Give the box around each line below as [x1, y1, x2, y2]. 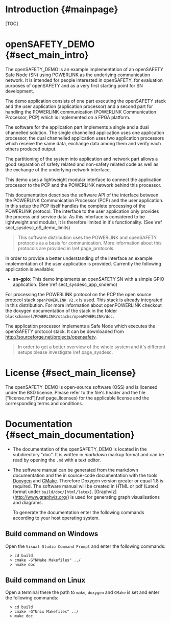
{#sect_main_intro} [5, 50, 89, 61]
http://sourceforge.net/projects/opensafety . [5, 333, 97, 340]
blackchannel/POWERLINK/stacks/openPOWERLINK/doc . [5, 313, 114, 319]
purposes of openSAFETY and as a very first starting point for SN [5, 82, 143, 88]
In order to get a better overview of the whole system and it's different [17, 344, 166, 350]
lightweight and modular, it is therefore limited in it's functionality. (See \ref [5, 219, 162, 225]
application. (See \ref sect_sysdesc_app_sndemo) [12, 281, 117, 287]
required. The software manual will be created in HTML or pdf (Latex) [12, 483, 159, 489]
